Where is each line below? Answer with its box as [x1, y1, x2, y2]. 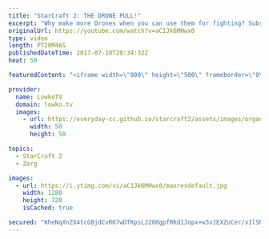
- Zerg [15, 160, 38, 168]
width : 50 [29, 123, 62, 131]
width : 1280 [22, 189, 62, 197]
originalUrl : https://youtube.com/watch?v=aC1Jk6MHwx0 [8, 26, 195, 34]
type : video [8, 34, 48, 43]
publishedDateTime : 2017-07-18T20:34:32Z [8, 49, 149, 57]
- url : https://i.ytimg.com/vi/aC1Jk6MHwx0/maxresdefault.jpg [15, 181, 227, 189]
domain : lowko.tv [15, 100, 74, 108]
